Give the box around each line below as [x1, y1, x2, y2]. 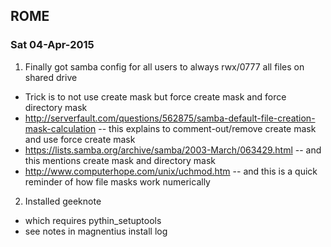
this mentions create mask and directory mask [24, 154, 217, 166]
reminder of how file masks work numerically [24, 175, 211, 188]
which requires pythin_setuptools [24, 214, 162, 226]
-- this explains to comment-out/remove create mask [98, 122, 317, 134]
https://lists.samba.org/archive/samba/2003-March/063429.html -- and [24, 144, 322, 156]
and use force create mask [24, 133, 136, 145]
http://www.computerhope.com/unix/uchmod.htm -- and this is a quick [24, 165, 318, 177]
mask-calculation [24, 122, 97, 134]
